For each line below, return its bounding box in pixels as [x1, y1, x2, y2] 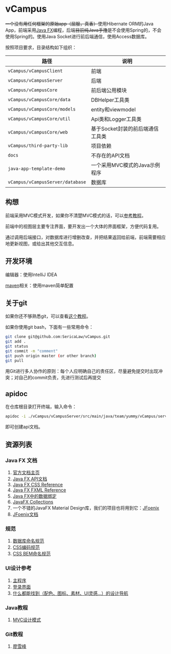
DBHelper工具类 [91, 96, 130, 103]
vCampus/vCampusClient [8, 67, 63, 74]
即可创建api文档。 [5, 424, 43, 430]
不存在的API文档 [91, 152, 130, 159]
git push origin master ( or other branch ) [5, 353, 97, 358]
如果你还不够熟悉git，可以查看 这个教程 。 [5, 313, 91, 320]
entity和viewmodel [91, 106, 136, 113]
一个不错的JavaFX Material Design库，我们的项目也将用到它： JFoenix [12, 505, 159, 511]
